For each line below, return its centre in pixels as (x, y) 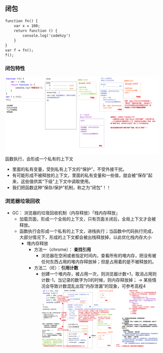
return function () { (36, 31)
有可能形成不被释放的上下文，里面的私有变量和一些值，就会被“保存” (80, 175)
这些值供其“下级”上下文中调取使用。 (57, 181)
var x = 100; (27, 26)
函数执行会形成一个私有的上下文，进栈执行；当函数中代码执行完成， (88, 231)
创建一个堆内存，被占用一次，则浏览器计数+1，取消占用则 (99, 274)
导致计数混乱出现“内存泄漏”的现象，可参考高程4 (98, 286)
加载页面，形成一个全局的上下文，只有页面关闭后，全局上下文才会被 (88, 219)
